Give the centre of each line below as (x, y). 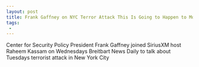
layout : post (22, 12)
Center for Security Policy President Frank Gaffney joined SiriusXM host (94, 45)
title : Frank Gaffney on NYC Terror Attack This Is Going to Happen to (96, 17)
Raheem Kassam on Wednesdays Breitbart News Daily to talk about (89, 52)
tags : (13, 23)
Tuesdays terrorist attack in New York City (58, 58)
